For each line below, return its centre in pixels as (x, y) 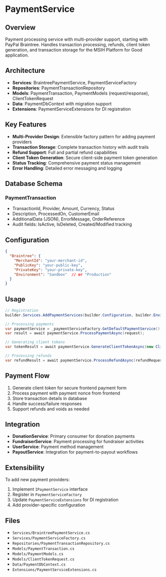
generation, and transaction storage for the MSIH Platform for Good (74, 50)
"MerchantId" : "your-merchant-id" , (51, 260)
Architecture (25, 71)
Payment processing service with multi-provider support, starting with (77, 39)
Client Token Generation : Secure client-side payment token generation (85, 158)
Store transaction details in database (50, 398)
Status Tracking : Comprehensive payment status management (76, 163)
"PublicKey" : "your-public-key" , (48, 265)
